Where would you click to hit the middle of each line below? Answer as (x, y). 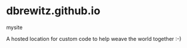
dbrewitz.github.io (53, 11)
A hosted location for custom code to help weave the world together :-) (94, 39)
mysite (14, 27)
